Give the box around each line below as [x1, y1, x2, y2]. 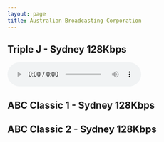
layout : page [7, 10, 46, 18]
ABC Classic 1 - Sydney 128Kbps [7, 99, 155, 111]
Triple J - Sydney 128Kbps [7, 43, 127, 55]
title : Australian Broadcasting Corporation [7, 17, 142, 24]
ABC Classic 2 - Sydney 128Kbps [7, 124, 157, 136]
